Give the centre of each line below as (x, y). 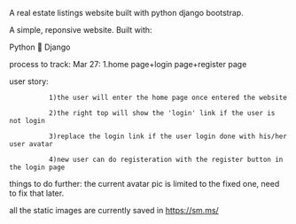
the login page (37, 167)
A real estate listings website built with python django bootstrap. (126, 13)
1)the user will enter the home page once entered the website (168, 97)
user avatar (31, 144)
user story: (29, 81)
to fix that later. (37, 193)
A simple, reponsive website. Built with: (81, 30)
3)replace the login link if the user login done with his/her (168, 136)
